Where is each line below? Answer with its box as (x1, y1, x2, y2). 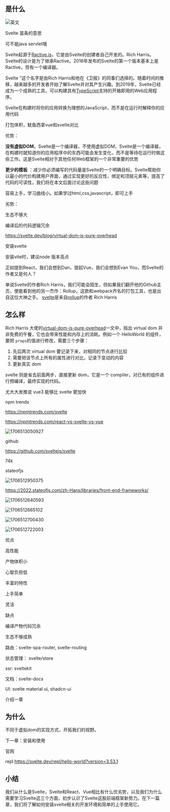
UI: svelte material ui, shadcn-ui (5, 685, 72, 692)
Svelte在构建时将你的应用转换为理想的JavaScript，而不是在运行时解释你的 (5, 104, 160, 110)
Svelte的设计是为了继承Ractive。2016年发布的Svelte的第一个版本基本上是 (5, 58, 159, 64)
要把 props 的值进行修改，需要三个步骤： (5, 337, 89, 343)
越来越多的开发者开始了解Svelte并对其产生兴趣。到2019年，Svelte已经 (14, 81, 161, 87)
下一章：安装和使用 (5, 738, 46, 744)
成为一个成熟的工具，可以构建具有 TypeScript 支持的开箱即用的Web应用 (5, 88, 153, 94)
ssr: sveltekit (5, 665, 32, 671)
